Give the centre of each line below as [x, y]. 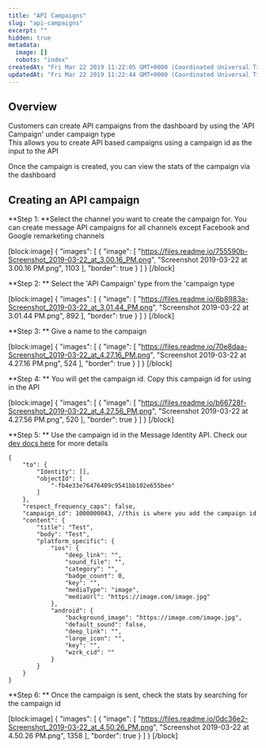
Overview [33, 107]
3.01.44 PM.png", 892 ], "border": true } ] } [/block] [91, 316]
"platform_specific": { [76, 542]
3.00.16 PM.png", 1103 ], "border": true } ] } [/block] [92, 268]
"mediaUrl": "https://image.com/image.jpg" [138, 597]
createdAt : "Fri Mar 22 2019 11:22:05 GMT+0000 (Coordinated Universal [129, 67]
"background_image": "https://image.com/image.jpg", [154, 618]
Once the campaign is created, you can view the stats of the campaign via [129, 167]
